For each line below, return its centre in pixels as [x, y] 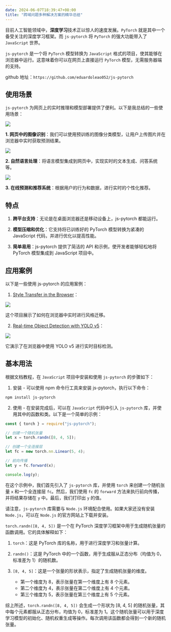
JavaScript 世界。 [24, 42]
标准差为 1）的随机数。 [37, 560]
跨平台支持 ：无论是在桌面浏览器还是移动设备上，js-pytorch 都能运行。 [87, 219]
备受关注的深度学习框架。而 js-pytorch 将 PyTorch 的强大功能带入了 [76, 36]
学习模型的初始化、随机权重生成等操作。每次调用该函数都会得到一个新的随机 [85, 618]
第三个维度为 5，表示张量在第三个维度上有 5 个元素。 [76, 594]
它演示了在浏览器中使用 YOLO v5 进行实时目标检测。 [60, 346]
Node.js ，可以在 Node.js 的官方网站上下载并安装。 [58, 515]
